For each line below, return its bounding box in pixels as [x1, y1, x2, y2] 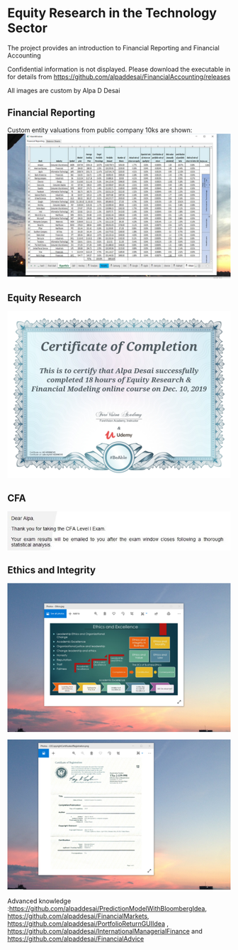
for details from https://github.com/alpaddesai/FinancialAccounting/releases [7, 72, 231, 81]
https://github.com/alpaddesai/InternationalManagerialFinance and [7, 927, 203, 936]
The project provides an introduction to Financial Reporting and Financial [7, 43, 220, 52]
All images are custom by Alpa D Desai [7, 86, 120, 95]
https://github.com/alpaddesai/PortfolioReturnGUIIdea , [7, 919, 169, 928]
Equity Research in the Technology [7, 5, 217, 21]
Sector [7, 20, 48, 36]
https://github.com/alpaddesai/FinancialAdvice [7, 934, 144, 943]
